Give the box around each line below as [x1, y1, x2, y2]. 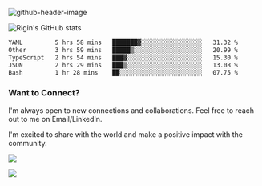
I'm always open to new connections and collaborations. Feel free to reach [8, 105, 255, 115]
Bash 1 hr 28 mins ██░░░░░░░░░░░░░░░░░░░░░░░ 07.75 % [8, 68, 239, 76]
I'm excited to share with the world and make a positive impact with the [8, 129, 243, 139]
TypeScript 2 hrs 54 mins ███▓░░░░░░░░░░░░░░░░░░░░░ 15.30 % [8, 53, 239, 62]
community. [8, 138, 47, 148]
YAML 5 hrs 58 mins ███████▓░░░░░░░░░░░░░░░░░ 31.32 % [8, 38, 239, 46]
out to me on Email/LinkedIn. [8, 114, 103, 123]
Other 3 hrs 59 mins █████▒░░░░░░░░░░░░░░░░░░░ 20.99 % [8, 46, 239, 54]
